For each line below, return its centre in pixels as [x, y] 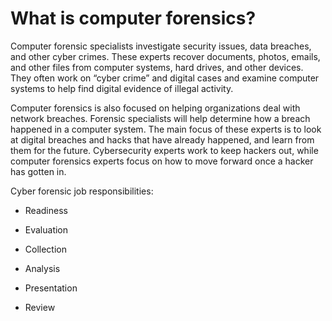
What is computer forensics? [133, 18]
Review [40, 307]
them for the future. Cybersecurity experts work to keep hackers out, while [164, 150]
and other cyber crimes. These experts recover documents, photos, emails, [165, 56]
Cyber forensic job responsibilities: [82, 191]
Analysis [42, 268]
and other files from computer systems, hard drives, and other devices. [157, 67]
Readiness [46, 210]
